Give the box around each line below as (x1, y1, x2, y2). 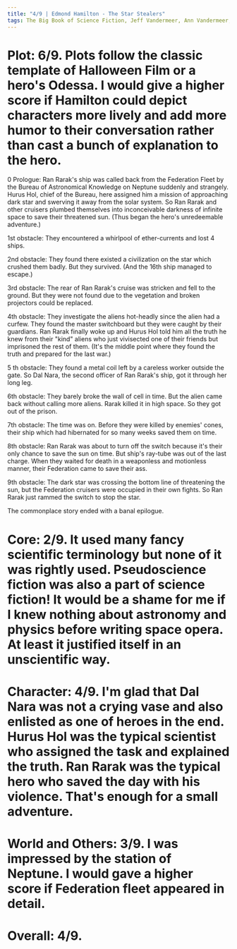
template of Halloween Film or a (7, 62, 196, 78)
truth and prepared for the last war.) (7, 350, 111, 358)
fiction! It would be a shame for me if (7, 592, 226, 607)
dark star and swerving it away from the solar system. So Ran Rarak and (7, 198, 217, 207)
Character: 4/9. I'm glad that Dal (7, 683, 200, 699)
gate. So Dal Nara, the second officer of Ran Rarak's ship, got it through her (7, 371, 227, 379)
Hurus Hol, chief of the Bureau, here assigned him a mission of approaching (7, 190, 228, 199)
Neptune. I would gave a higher (7, 866, 194, 881)
